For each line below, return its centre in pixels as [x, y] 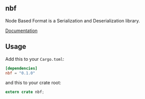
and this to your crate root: [33, 83]
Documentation [21, 31]
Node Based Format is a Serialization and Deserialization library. [73, 20]
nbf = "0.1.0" [20, 73]
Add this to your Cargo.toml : [35, 59]
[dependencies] [21, 68]
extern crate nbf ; [25, 92]
